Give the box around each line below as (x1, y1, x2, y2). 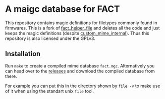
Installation (5, 50, 41, 58)
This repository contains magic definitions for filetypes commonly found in (5, 20, 158, 26)
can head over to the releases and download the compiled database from (5, 68, 155, 74)
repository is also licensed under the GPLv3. (5, 35, 96, 41)
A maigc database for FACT (5, 3, 120, 15)
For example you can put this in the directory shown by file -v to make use (5, 83, 161, 89)
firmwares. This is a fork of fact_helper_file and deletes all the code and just (5, 25, 160, 31)
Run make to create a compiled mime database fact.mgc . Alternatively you (5, 63, 155, 68)
